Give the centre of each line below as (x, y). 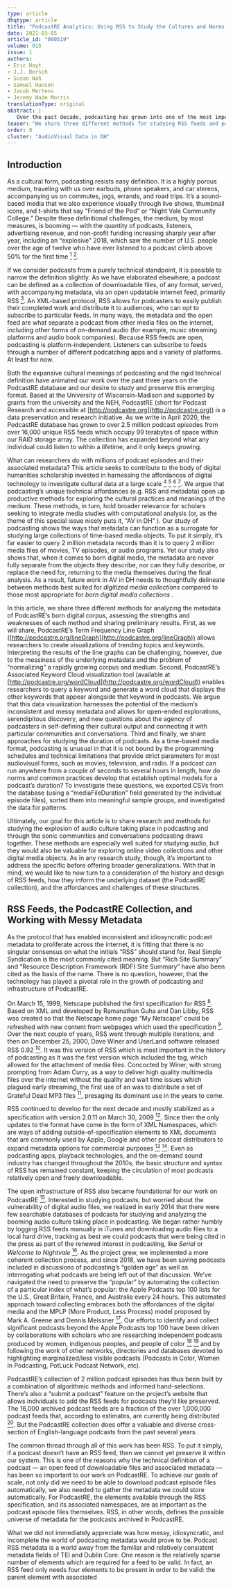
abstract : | (24, 111)
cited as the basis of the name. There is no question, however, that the (108, 973)
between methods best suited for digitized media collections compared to (113, 588)
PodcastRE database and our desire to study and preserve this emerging (111, 388)
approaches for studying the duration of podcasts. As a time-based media (113, 741)
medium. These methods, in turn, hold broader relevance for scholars (106, 506)
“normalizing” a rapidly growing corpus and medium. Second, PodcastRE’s (114, 667)
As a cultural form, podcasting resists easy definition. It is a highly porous (112, 181)
